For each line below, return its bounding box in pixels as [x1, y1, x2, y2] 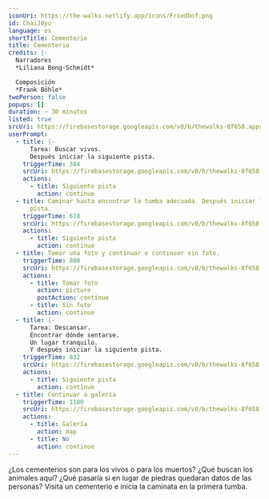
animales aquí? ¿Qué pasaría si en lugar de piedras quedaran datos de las [8, 473, 252, 482]
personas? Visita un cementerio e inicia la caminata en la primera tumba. [8, 481, 248, 491]
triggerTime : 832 [22, 353, 81, 361]
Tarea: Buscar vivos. [29, 145, 102, 153]
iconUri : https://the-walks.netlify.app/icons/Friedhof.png [8, 11, 214, 20]
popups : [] [8, 101, 45, 109]
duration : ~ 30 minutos [8, 108, 88, 116]
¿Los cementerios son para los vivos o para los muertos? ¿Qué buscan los [8, 465, 254, 474]
